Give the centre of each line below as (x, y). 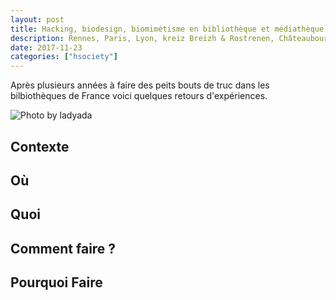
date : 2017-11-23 (46, 47)
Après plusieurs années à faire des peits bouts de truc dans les (140, 85)
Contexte (40, 146)
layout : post (37, 19)
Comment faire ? (63, 248)
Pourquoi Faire (56, 282)
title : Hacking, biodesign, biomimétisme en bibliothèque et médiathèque (167, 29)
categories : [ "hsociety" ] (64, 57)
